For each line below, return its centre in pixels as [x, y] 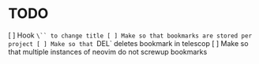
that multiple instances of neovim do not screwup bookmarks [108, 52]
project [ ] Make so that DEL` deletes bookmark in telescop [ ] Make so [128, 43]
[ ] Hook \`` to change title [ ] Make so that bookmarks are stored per [130, 35]
